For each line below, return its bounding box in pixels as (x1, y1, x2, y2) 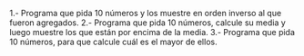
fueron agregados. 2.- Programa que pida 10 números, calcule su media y (9, 17, 287, 28)
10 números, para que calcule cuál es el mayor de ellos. (9, 36, 218, 47)
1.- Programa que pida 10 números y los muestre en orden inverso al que (9, 8, 282, 18)
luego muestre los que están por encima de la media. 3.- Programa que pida (9, 27, 296, 37)
